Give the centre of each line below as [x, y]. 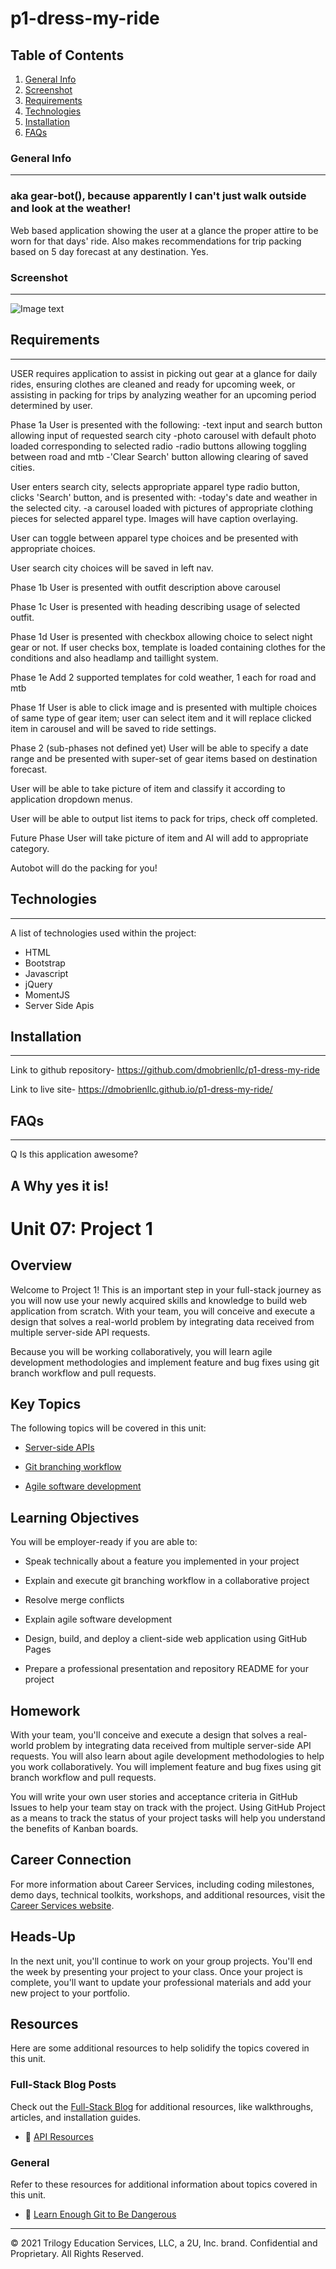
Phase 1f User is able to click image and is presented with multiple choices [164, 707]
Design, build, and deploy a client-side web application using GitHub [166, 1639]
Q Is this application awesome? [74, 1154]
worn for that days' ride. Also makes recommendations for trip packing [156, 241]
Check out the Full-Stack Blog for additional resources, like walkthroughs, [162, 2106]
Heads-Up [43, 1937]
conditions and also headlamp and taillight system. [114, 658]
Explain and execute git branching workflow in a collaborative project [167, 1581]
